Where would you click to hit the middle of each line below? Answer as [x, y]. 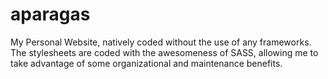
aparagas [50, 14]
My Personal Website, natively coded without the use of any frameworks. [161, 42]
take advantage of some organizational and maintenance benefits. [146, 63]
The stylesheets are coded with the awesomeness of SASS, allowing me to [164, 52]
